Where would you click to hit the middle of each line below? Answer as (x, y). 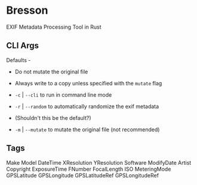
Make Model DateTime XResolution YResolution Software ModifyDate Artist (99, 162)
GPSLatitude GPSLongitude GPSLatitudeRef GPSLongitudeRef (83, 175)
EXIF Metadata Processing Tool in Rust (54, 27)
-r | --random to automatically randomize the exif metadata (87, 106)
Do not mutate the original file (51, 72)
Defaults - (19, 60)
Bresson (27, 10)
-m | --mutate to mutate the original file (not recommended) (87, 129)
